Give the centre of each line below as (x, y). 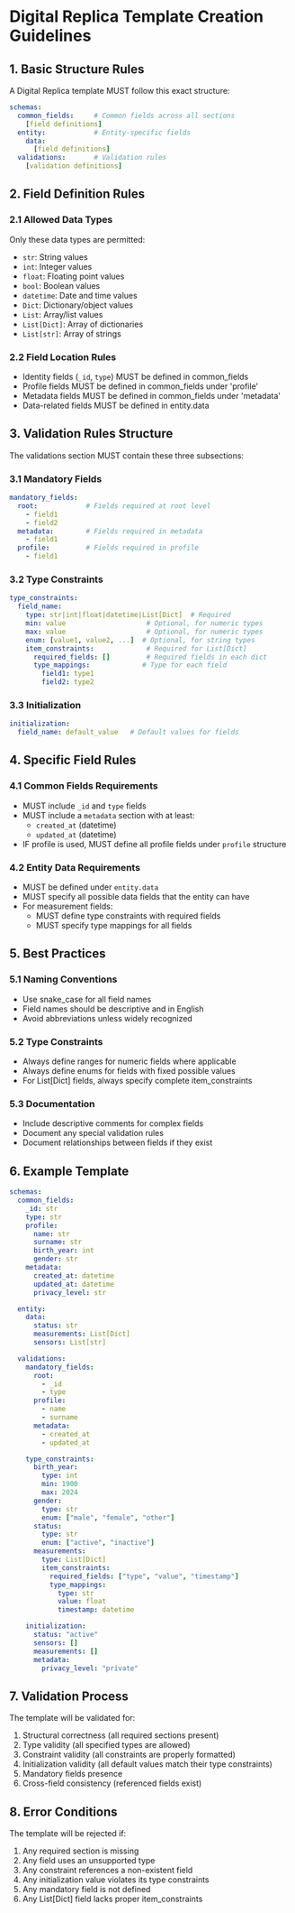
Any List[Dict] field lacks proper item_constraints (112, 1899)
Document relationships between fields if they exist (117, 1142)
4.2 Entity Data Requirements (75, 867)
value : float (81, 1602)
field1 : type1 (68, 674)
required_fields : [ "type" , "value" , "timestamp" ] (144, 1576)
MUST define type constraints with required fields (128, 916)
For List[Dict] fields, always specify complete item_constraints (137, 1081)
